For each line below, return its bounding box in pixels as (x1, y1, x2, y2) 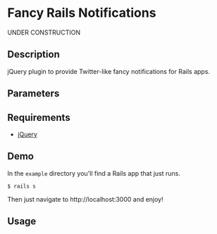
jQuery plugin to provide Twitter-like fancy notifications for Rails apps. (7, 67, 210, 75)
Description (7, 48, 60, 60)
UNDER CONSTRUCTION (7, 28, 81, 37)
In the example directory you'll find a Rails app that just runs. (7, 169, 181, 177)
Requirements (7, 111, 70, 124)
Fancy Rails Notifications (7, 5, 156, 21)
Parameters (7, 88, 60, 100)
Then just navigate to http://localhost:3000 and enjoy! (7, 195, 163, 203)
